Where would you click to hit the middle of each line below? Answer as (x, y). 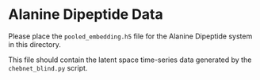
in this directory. (34, 44)
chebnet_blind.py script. (48, 67)
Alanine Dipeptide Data (86, 15)
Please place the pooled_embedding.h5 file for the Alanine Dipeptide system (130, 36)
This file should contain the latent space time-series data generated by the (130, 60)
